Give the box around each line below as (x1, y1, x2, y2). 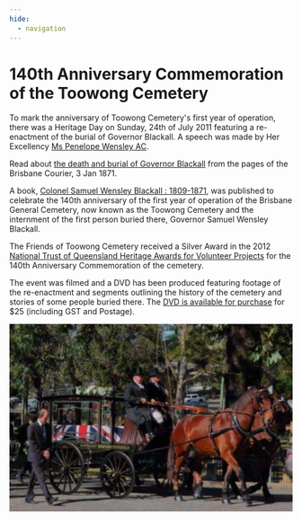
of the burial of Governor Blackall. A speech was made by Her (50, 131, 280, 143)
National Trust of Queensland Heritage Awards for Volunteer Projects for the (9, 251, 291, 261)
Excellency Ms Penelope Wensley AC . (9, 141, 149, 152)
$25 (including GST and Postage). (9, 306, 135, 317)
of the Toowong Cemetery (9, 83, 209, 103)
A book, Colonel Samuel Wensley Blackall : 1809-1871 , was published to (9, 185, 274, 197)
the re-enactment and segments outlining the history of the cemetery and (9, 287, 282, 298)
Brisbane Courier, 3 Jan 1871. (9, 168, 118, 179)
